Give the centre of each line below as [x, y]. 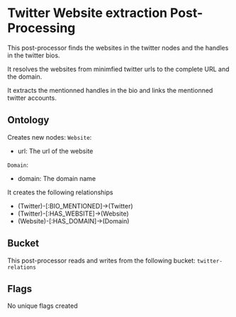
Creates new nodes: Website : [50, 137]
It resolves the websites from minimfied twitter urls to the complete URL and [118, 69]
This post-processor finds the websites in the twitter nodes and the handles [118, 48]
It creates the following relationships [60, 192]
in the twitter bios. [34, 55]
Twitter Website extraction [88, 13]
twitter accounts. [32, 98]
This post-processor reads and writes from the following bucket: [102, 260]
